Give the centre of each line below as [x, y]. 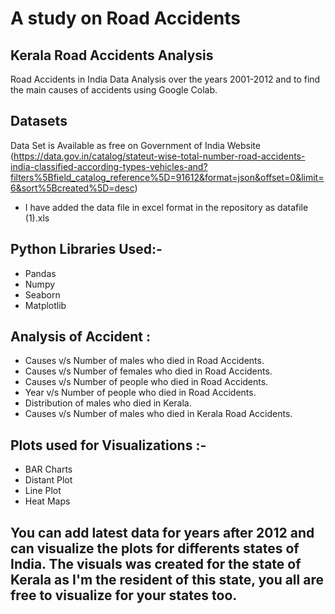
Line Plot [43, 491]
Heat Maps [47, 501]
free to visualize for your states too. [124, 595]
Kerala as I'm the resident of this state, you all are [167, 579]
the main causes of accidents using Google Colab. [114, 90]
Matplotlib [45, 305]
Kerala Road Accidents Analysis [112, 55]
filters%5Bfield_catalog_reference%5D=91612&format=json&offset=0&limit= [167, 177]
